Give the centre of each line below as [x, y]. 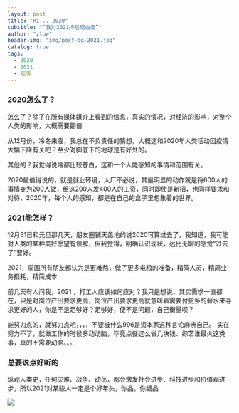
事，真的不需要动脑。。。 [42, 343]
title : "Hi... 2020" [38, 21]
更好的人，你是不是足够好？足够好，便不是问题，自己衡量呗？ [103, 310]
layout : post [27, 14]
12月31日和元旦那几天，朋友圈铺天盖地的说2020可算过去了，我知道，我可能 [118, 235]
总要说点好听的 [33, 362]
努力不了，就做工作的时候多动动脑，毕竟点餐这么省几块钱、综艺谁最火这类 [116, 334]
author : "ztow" [30, 34]
